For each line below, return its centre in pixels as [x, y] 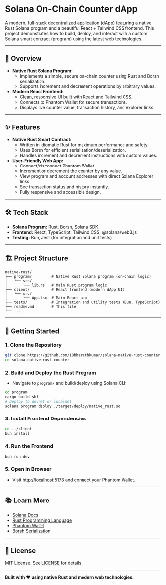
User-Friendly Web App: [38, 160]
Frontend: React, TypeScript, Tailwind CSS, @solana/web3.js [75, 232]
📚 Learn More [27, 501]
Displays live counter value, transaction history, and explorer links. [87, 107]
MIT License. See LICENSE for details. [44, 563]
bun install [17, 433]
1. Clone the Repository [33, 345]
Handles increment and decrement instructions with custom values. [88, 155]
